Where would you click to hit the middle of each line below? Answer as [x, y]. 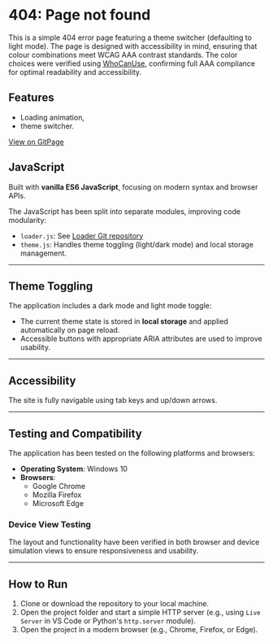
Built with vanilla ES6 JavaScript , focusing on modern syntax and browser [133, 187]
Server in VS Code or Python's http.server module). [108, 621]
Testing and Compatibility [75, 433]
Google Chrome [59, 486]
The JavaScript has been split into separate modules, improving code [125, 211]
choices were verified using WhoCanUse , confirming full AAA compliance [132, 63]
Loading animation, [52, 117]
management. [43, 253]
